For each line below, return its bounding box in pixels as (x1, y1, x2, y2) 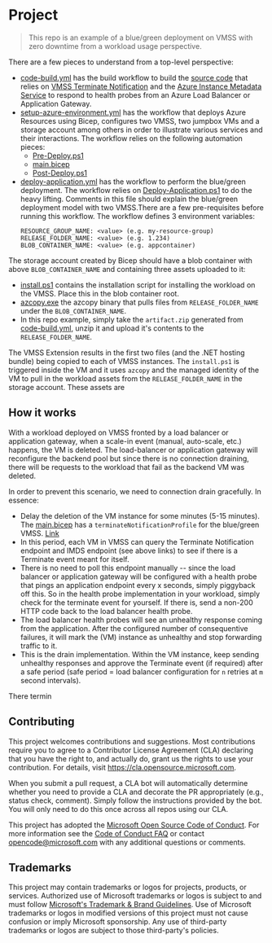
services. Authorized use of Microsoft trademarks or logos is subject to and (8, 891, 262, 901)
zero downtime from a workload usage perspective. (28, 41, 202, 50)
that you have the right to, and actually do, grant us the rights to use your (8, 753, 254, 763)
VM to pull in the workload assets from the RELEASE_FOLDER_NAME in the (8, 373, 243, 384)
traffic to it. (20, 641, 58, 651)
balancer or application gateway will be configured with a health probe (20, 572, 257, 581)
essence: (8, 495, 39, 505)
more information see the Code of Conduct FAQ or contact (8, 828, 205, 838)
